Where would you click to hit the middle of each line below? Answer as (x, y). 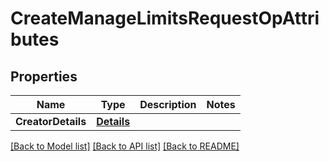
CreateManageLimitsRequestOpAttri (165, 18)
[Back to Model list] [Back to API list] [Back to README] (125, 146)
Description (168, 104)
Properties (44, 76)
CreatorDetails (51, 121)
